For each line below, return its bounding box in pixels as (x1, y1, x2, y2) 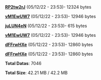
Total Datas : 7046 (5, 61, 41, 66)
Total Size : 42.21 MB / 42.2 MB (5, 70, 68, 76)
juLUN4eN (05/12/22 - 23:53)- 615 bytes (5, 23, 87, 29)
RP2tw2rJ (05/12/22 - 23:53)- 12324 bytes (5, 4, 92, 10)
